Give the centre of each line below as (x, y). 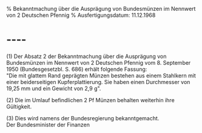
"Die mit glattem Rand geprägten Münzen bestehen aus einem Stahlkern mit (101, 76)
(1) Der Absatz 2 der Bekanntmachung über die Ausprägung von (86, 56)
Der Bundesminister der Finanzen (48, 125)
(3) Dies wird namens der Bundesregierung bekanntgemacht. (83, 118)
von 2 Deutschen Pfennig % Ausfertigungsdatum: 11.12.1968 (81, 15)
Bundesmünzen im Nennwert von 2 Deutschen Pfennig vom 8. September (99, 62)
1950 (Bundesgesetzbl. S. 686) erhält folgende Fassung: (77, 69)
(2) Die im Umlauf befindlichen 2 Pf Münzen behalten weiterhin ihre (90, 100)
